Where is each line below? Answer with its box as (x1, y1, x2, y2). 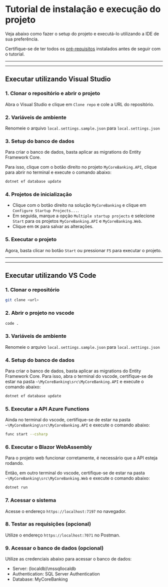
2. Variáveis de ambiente (5, 114, 66, 121)
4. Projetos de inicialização (5, 191, 72, 198)
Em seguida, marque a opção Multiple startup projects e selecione (12, 213, 155, 219)
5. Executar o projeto (5, 236, 56, 243)
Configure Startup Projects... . (12, 208, 79, 214)
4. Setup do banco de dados (5, 356, 75, 363)
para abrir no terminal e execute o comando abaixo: (5, 169, 111, 176)
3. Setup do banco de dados (5, 138, 75, 145)
